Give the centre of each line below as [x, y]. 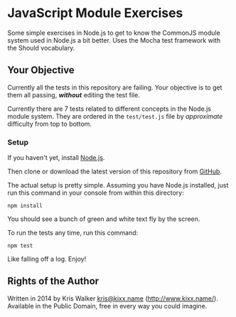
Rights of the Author [53, 281]
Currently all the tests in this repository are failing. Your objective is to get [115, 87]
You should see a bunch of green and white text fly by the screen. [104, 219]
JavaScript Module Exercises [95, 13]
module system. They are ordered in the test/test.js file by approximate [115, 116]
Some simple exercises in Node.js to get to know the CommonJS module [114, 33]
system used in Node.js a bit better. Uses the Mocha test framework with [114, 40]
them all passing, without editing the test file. [74, 95]
